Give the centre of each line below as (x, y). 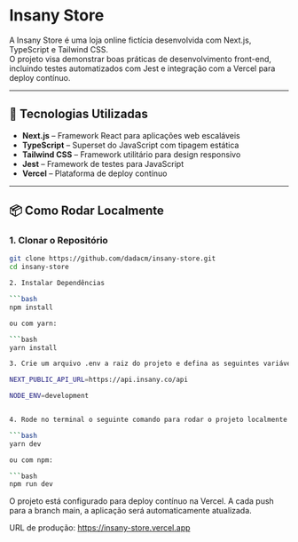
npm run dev (31, 484)
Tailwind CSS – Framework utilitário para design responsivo (131, 154)
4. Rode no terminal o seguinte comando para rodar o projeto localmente (149, 420)
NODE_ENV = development (49, 396)
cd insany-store (39, 267)
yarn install (33, 347)
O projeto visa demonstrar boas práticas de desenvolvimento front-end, (141, 59)
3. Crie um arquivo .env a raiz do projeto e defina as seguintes (134, 364)
